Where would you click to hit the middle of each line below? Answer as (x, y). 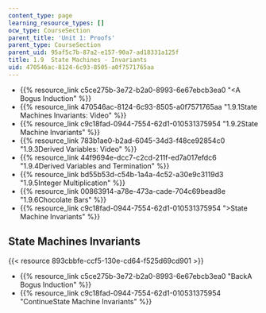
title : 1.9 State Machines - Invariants (78, 60)
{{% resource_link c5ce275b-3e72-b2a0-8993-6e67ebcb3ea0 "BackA (136, 276)
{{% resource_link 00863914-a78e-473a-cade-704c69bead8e (123, 191)
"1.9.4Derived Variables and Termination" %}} (94, 166)
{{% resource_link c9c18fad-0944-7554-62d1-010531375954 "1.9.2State (139, 123)
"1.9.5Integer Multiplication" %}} (72, 183)
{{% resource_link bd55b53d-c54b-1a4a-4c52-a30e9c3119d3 (121, 174)
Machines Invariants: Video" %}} (73, 115)
